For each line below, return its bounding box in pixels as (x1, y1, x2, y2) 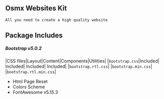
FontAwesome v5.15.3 (12, 89, 58, 95)
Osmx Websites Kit (5, 4, 67, 13)
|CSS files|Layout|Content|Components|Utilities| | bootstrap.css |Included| (5, 58, 160, 64)
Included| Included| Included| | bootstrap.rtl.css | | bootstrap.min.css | (5, 63, 152, 70)
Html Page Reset (12, 78, 48, 85)
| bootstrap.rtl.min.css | (5, 69, 56, 75)
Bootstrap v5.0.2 (5, 45, 42, 51)
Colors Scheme (12, 84, 45, 90)
